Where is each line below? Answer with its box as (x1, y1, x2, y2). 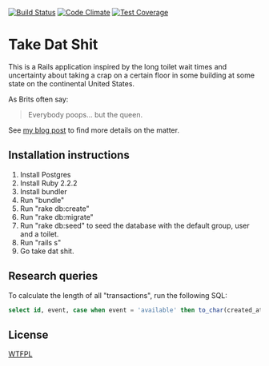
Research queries (8, 269, 98, 283)
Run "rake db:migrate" (19, 212, 94, 221)
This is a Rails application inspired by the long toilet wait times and (8, 62, 227, 71)
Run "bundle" (19, 195, 65, 205)
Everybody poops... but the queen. (27, 109, 143, 119)
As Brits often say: (8, 94, 69, 104)
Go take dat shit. (19, 246, 74, 256)
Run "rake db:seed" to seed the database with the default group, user (19, 221, 250, 230)
